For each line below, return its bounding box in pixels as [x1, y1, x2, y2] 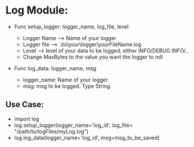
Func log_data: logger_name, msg [14, 64, 97, 71]
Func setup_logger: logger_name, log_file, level [14, 23, 129, 30]
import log [14, 115, 40, 122]
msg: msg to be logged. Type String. [22, 82, 112, 89]
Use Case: [5, 100, 44, 110]
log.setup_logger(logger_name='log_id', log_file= [14, 122, 133, 129]
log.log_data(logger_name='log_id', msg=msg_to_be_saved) [14, 134, 160, 141]
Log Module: [5, 4, 68, 17]
